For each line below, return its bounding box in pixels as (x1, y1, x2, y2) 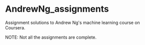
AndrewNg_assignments (5, 3, 109, 15)
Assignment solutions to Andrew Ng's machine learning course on (5, 20, 140, 25)
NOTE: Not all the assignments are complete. (5, 34, 97, 40)
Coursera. (5, 24, 26, 30)
